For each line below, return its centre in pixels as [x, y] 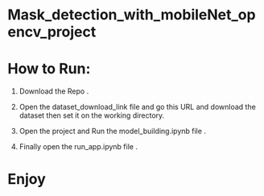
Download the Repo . [54, 91]
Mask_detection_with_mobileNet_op [132, 15]
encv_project [52, 32]
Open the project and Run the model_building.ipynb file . [113, 131]
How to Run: [49, 69]
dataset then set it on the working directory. [92, 115]
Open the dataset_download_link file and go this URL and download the [138, 107]
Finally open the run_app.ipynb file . [78, 147]
